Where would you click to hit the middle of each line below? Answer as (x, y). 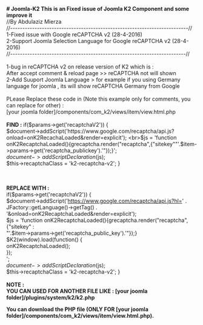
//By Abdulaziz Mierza (34, 22)
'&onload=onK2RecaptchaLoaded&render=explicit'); (72, 214)
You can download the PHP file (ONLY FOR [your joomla (77, 309)
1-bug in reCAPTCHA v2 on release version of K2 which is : (80, 67)
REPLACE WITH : (28, 188)
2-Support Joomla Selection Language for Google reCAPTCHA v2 (88, 41)
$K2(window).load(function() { (45, 240)
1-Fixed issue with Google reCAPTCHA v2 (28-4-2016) (74, 35)
